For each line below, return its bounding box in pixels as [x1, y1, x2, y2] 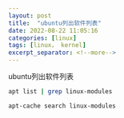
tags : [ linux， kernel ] [8, 41, 86, 49]
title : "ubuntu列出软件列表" [8, 19, 102, 27]
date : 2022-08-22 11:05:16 [8, 26, 98, 34]
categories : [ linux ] [8, 33, 78, 42]
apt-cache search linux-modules [8, 101, 116, 110]
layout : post [8, 11, 52, 20]
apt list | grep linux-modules [8, 88, 113, 96]
